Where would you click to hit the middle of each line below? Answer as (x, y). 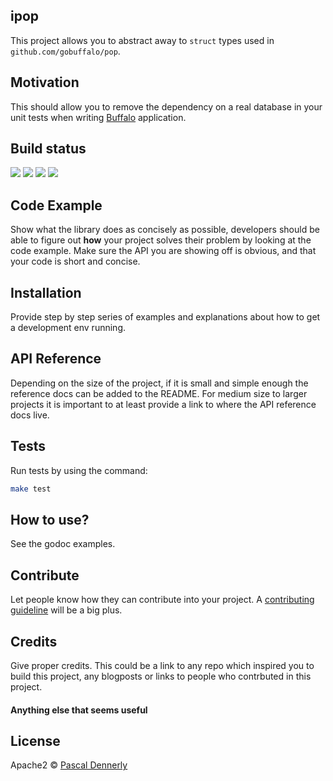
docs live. (30, 415)
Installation (46, 292)
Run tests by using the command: (79, 470)
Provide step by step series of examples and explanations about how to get (165, 317)
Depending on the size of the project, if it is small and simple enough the (159, 383)
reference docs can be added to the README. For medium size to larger (159, 393)
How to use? (50, 519)
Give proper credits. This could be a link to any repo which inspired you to (162, 665)
